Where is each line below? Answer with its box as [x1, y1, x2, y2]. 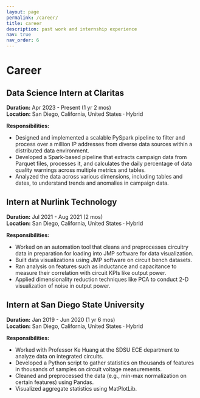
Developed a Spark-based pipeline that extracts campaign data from [15, 154, 187, 160]
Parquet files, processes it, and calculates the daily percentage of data [15, 160, 193, 167]
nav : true [6, 32, 32, 38]
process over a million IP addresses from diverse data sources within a [15, 141, 193, 147]
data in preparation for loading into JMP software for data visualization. [15, 249, 194, 257]
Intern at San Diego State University [6, 300, 145, 310]
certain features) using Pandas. [15, 378, 94, 386]
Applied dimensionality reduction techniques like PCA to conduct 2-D [15, 275, 189, 283]
